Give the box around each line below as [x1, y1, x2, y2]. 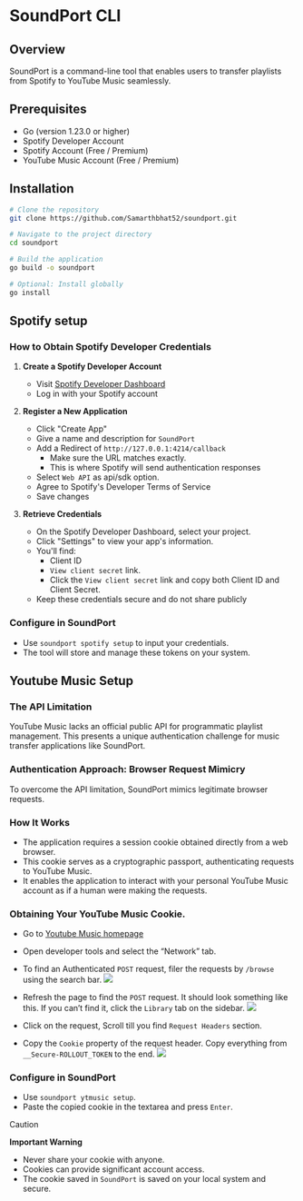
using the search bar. [22, 974, 103, 986]
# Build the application [9, 255, 103, 264]
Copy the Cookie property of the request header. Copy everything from [22, 1037, 288, 1049]
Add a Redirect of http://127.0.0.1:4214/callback [35, 442, 227, 454]
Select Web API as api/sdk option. [35, 471, 161, 482]
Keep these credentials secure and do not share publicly [35, 594, 248, 605]
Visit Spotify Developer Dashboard [35, 379, 166, 390]
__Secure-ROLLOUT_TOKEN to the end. [22, 1048, 156, 1059]
